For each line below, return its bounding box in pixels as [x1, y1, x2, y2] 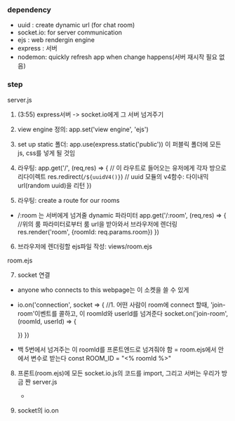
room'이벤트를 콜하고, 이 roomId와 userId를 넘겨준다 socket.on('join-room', [17, 309, 229, 317]
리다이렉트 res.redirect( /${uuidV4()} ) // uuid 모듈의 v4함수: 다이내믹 [17, 172, 209, 180]
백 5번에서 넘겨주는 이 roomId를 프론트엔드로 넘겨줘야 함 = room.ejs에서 [17, 345, 217, 354]
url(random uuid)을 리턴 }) [17, 181, 92, 189]
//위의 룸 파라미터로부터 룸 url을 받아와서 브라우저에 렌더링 [17, 220, 177, 228]
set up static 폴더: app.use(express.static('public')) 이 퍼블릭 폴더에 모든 [17, 140, 222, 148]
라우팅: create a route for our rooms [17, 196, 120, 204]
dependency [7, 5, 51, 15]
